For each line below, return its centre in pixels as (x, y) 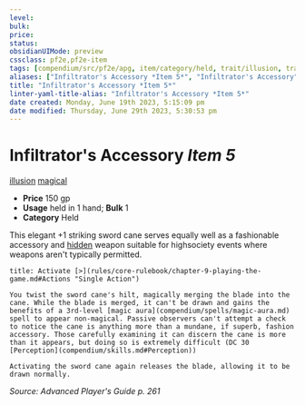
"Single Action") (107, 279)
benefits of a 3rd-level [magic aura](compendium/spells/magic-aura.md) (150, 311)
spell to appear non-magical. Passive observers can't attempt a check (148, 319)
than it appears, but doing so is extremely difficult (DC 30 (129, 343)
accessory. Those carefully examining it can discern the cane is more (148, 335)
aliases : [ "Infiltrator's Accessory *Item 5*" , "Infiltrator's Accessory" (154, 77)
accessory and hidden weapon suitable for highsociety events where (138, 245)
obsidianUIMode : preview (56, 52)
